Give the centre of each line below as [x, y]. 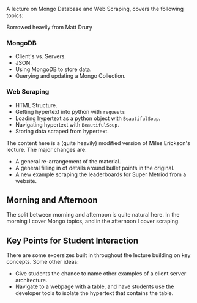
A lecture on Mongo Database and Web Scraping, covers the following [95, 9]
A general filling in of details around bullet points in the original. [95, 168]
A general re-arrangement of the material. [68, 161]
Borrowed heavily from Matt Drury [50, 27]
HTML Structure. [36, 105]
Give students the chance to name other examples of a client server [101, 274]
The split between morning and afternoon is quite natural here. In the [93, 215]
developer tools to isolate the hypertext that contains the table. [94, 293]
